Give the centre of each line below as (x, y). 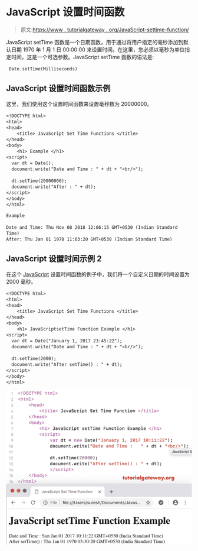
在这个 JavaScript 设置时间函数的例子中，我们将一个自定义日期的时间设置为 (98, 274)
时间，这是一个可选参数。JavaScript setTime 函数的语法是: (82, 57)
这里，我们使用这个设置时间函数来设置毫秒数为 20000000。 (79, 103)
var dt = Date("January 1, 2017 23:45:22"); (67, 341)
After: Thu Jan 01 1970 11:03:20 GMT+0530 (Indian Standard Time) (89, 239)
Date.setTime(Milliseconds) (43, 69)
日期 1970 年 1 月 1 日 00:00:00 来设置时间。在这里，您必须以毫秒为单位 (98, 49)
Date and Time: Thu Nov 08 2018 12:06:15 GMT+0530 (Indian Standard (92, 227)
